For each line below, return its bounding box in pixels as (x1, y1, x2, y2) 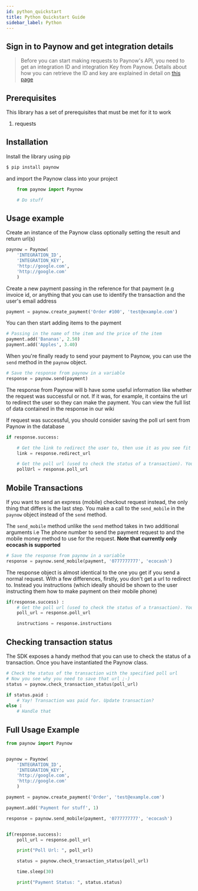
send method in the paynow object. (6, 359, 87, 366)
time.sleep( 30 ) (16, 869, 54, 875)
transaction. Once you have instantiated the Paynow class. (6, 659, 148, 666)
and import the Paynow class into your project (6, 175, 118, 182)
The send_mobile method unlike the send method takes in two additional (6, 522, 179, 529)
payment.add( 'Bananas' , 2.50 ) (6, 336, 81, 342)
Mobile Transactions (6, 483, 84, 493)
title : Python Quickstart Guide (6, 14, 85, 20)
